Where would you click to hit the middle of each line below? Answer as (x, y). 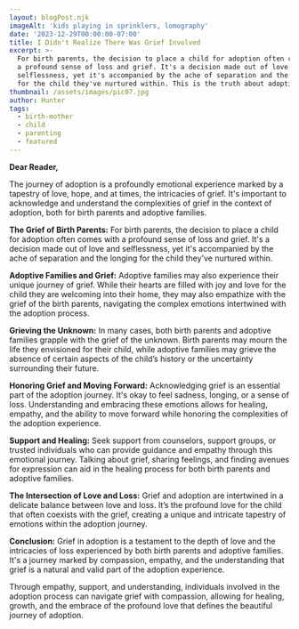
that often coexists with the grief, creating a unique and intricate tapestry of (148, 514)
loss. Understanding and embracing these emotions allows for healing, (139, 404)
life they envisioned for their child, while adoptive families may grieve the (143, 349)
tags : (19, 109)
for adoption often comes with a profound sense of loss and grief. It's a (139, 239)
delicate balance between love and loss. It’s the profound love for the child (145, 504)
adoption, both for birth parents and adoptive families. (108, 212)
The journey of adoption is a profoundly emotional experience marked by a (146, 184)
